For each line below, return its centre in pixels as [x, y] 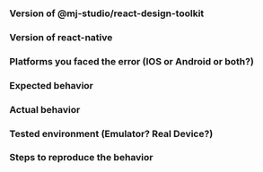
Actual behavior [45, 109]
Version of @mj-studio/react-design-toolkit [107, 13]
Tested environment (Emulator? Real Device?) [111, 133]
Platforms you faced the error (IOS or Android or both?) [131, 61]
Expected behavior [52, 85]
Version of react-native [61, 37]
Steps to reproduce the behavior [81, 158]
